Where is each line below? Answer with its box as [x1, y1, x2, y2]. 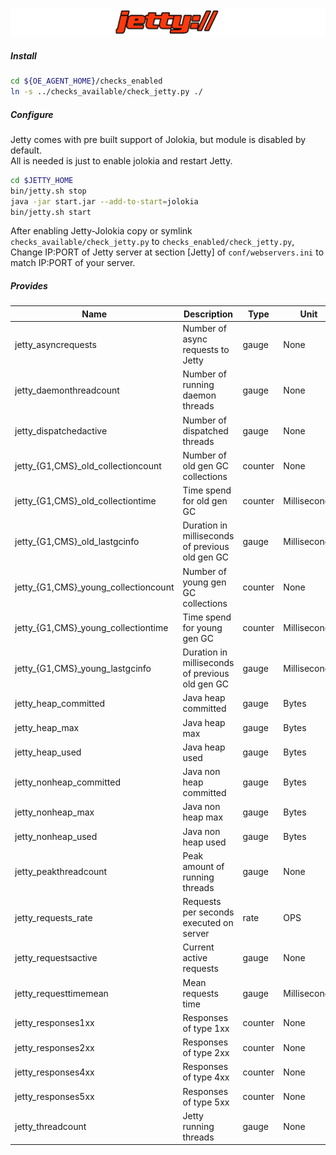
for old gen [182, 495, 228, 507]
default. [10, 144, 43, 156]
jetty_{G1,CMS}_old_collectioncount [14, 459, 162, 472]
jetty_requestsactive [14, 952, 98, 964]
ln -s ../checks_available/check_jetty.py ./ [10, 87, 203, 97]
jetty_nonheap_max [14, 806, 95, 818]
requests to [182, 344, 230, 356]
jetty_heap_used [14, 746, 82, 758]
